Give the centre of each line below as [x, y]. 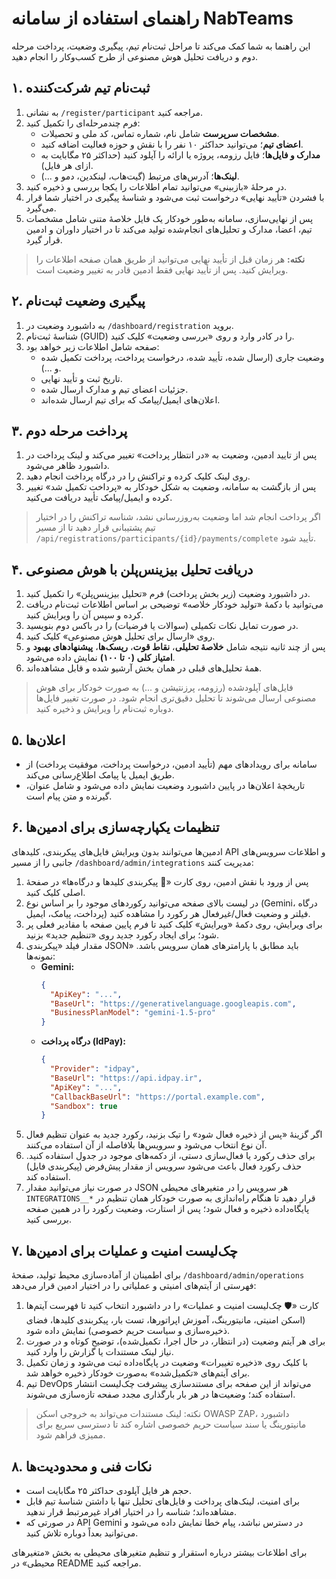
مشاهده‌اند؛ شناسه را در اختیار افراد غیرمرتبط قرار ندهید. [131, 1511]
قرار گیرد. [44, 239]
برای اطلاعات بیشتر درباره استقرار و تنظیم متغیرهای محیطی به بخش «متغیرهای [159, 1552]
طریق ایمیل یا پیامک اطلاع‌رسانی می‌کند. [100, 775]
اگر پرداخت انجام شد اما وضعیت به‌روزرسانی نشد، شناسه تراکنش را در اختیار [178, 517]
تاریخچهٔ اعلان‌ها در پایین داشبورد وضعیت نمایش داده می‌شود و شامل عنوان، [165, 785]
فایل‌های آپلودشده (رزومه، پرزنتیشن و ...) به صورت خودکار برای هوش [164, 688]
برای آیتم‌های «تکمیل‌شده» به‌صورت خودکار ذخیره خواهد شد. [138, 1373]
